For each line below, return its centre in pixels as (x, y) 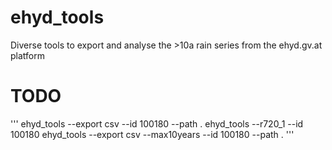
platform (27, 55)
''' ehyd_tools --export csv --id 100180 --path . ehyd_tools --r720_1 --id (157, 123)
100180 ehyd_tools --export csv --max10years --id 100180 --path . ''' (152, 134)
